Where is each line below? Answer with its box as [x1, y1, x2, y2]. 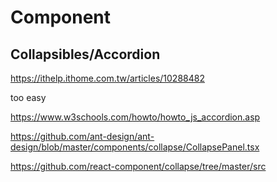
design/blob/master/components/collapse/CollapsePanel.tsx [10, 141, 260, 153]
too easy [10, 92, 47, 103]
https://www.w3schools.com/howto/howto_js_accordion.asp [10, 111, 261, 123]
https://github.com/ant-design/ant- [10, 131, 155, 142]
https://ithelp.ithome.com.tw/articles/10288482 [10, 72, 205, 84]
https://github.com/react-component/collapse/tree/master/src [10, 161, 267, 172]
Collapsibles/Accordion [10, 46, 161, 63]
